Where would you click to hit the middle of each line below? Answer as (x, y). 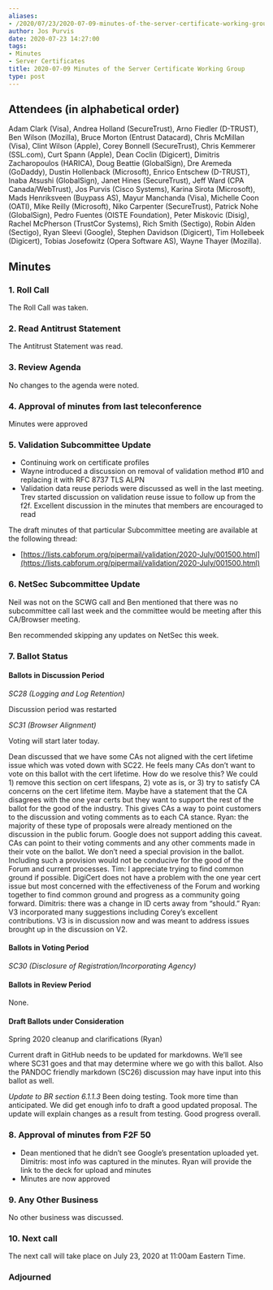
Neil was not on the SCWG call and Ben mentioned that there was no (123, 602)
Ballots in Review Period (50, 984)
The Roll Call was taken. (49, 308)
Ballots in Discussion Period (56, 675)
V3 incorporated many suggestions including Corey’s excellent (113, 912)
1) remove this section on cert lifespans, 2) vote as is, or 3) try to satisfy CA (134, 782)
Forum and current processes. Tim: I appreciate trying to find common (126, 869)
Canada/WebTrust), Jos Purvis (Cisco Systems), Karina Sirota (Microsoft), (132, 189)
